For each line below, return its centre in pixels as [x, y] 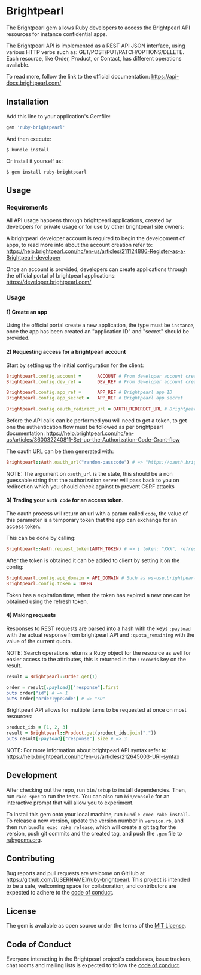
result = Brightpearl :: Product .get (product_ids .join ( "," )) [81, 733]
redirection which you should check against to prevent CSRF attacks [90, 486]
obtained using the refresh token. [47, 601]
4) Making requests [31, 615]
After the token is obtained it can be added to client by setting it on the [93, 560]
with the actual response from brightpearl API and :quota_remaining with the [100, 634]
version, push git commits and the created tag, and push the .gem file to [94, 833]
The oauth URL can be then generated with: [60, 451]
